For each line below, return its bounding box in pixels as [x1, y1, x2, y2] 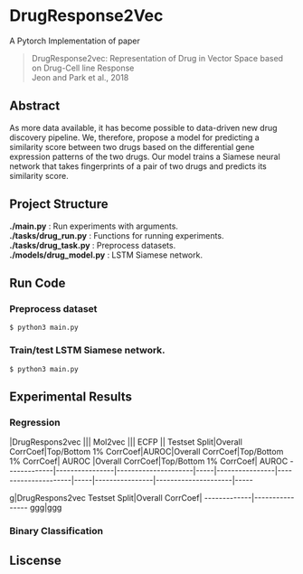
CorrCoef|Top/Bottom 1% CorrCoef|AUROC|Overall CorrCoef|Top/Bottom [9, 447, 284, 457]
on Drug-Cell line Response [31, 62, 135, 73]
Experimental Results [9, 389, 133, 404]
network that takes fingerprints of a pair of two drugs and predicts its [9, 160, 267, 172]
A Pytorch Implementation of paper [9, 35, 140, 46]
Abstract [9, 99, 61, 114]
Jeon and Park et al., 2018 [31, 71, 129, 82]
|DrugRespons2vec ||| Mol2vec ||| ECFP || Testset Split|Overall [9, 437, 242, 447]
